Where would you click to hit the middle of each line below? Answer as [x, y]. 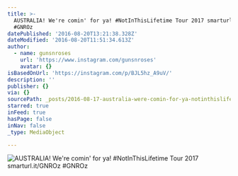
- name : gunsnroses [42, 54]
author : [19, 47]
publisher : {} [28, 86]
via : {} [19, 93]
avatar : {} [36, 66]
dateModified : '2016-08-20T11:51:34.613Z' [71, 40]
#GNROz [23, 27]
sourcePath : [25, 100]
